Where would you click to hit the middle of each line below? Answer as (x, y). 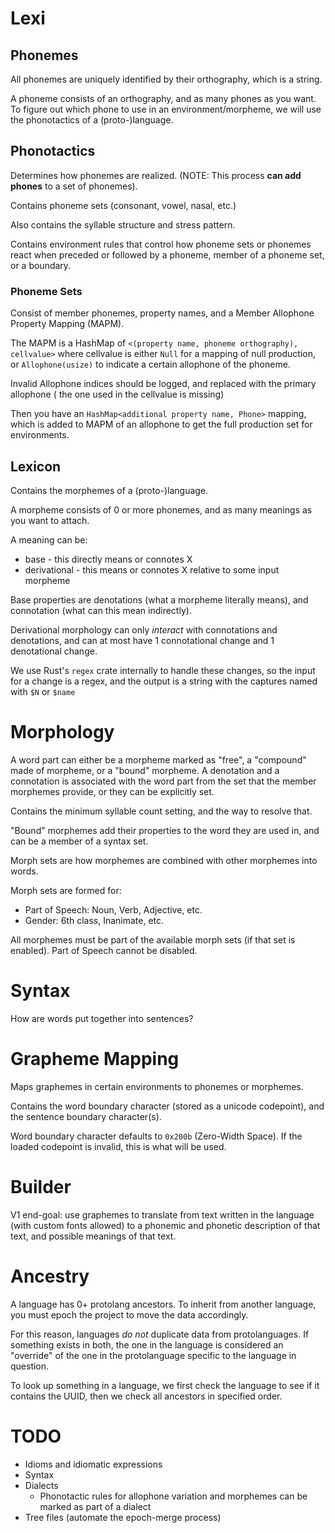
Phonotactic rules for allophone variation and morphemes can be (173, 1496)
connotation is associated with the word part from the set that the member (163, 781)
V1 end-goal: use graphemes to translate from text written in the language (162, 1214)
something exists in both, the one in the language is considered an (147, 1344)
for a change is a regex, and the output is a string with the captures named (164, 681)
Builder (41, 1186)
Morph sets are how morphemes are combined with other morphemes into (164, 860)
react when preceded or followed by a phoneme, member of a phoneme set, (167, 254)
